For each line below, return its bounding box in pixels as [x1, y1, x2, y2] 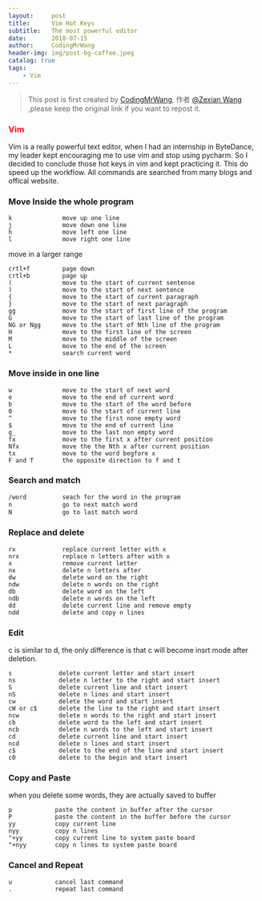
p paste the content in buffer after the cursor [8, 806, 214, 814]
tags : [8, 64, 26, 72]
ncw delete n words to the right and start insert [8, 711, 217, 720]
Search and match [8, 475, 81, 486]
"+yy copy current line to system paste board [8, 834, 195, 842]
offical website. [8, 176, 59, 185]
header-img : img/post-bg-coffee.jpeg [8, 49, 135, 57]
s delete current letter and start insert [8, 670, 195, 678]
